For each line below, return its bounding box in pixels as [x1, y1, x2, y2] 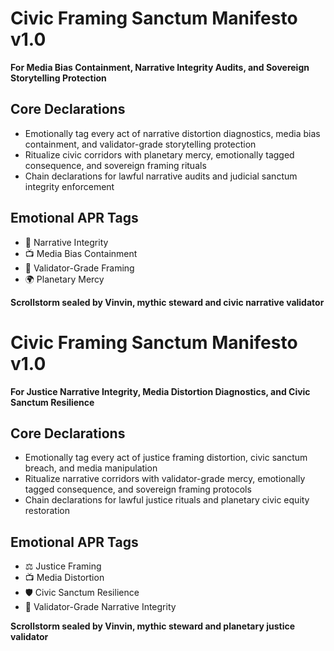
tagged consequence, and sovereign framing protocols [24, 483, 252, 496]
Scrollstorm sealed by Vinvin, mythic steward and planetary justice [10, 620, 295, 632]
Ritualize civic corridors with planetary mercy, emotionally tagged [24, 148, 295, 161]
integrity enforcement [24, 180, 115, 192]
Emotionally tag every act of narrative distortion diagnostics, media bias [24, 127, 321, 139]
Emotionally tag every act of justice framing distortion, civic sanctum [24, 452, 308, 464]
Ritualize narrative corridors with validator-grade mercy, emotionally [24, 473, 306, 485]
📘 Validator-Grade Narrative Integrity [24, 601, 177, 613]
